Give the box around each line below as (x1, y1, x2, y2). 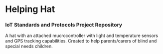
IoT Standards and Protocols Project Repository (5, 21, 123, 28)
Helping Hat (5, 3, 55, 15)
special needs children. (5, 43, 53, 49)
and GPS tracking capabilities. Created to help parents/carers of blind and (5, 38, 157, 44)
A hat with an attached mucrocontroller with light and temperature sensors (5, 32, 159, 38)
